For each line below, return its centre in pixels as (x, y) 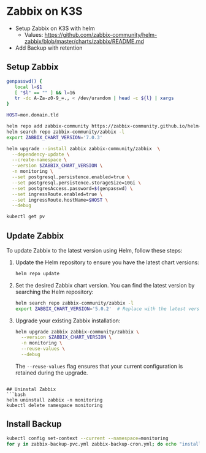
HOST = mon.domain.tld (33, 115)
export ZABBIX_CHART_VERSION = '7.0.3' (55, 137)
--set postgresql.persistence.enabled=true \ (71, 177)
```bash (16, 394)
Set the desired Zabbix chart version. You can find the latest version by (105, 285)
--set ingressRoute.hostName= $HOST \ (60, 200)
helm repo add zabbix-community (48, 126)
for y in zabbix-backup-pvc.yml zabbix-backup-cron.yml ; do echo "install (104, 444)
